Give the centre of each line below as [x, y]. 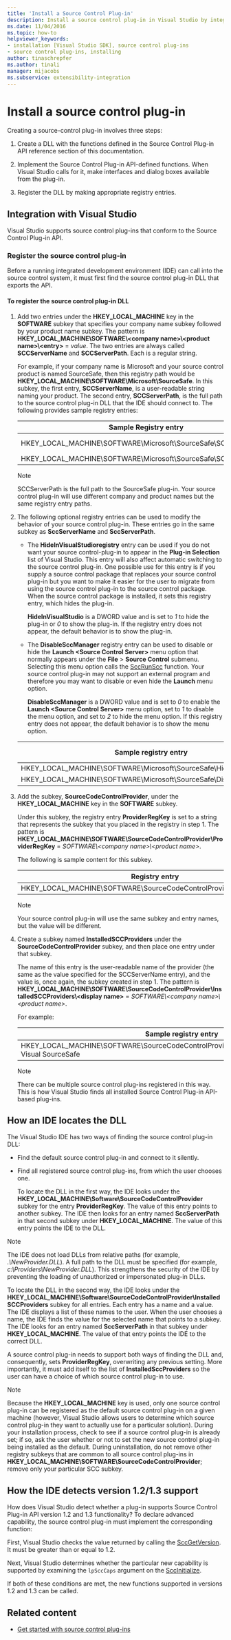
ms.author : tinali [33, 65]
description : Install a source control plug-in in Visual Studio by [107, 20]
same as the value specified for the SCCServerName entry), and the [114, 974]
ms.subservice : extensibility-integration [69, 77]
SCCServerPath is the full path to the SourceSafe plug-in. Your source [116, 488]
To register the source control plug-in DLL [68, 301]
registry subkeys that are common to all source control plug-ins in [100, 1454]
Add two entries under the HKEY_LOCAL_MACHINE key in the [106, 316]
